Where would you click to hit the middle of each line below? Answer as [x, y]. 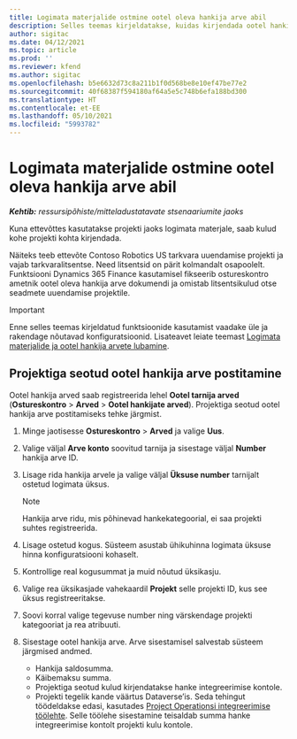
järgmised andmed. [57, 650]
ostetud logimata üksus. [65, 484]
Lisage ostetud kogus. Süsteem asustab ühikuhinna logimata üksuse [146, 544]
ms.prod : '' [31, 58]
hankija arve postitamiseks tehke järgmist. [85, 413]
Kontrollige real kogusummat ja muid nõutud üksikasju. [122, 571]
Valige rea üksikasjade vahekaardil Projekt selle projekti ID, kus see [145, 589]
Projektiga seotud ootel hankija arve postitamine [145, 374]
